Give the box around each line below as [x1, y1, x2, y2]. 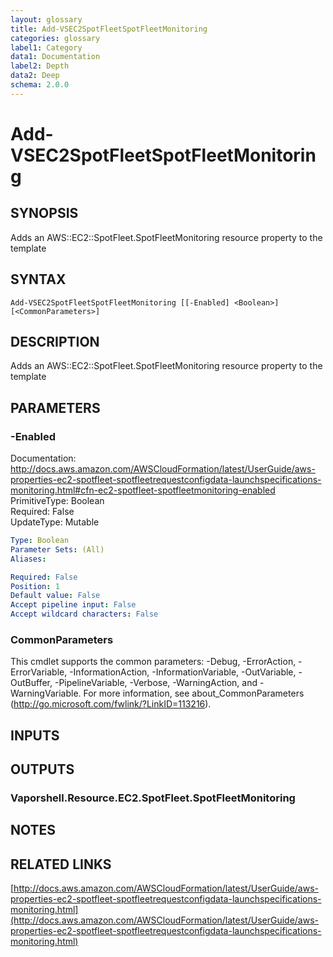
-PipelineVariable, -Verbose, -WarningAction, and [54, 677, 258, 689]
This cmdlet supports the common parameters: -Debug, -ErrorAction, [10, 656, 297, 668]
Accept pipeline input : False [10, 600, 137, 610]
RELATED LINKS [10, 856, 112, 873]
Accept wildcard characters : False [10, 609, 159, 620]
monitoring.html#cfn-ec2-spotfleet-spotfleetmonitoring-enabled [10, 484, 276, 496]
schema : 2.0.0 [10, 80, 70, 90]
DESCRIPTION [10, 333, 100, 350]
